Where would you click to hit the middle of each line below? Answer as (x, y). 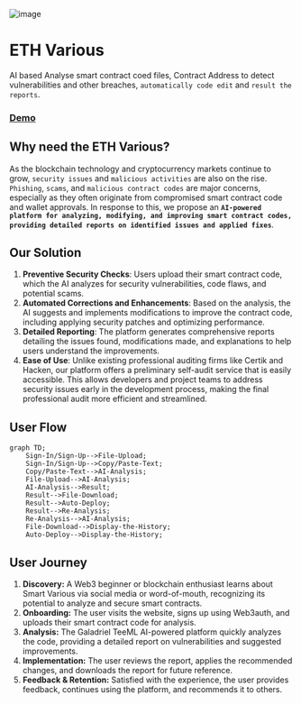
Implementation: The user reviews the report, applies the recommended (157, 661)
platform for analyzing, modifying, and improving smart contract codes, (151, 215)
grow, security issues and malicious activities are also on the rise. (138, 178)
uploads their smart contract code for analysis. (109, 623)
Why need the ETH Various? (90, 147)
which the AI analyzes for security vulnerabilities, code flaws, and (144, 284)
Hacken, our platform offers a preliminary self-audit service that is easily (157, 370)
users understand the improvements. (91, 351)
